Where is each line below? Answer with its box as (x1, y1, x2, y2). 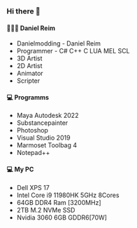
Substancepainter (16, 119, 68, 127)
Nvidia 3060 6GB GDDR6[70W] (16, 213, 108, 222)
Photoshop (16, 126, 48, 135)
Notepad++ (16, 149, 50, 157)
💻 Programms (6, 93, 50, 101)
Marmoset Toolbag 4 (16, 141, 78, 149)
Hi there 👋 (6, 6, 41, 16)
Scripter (16, 76, 41, 85)
